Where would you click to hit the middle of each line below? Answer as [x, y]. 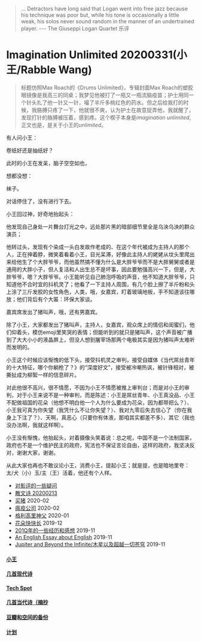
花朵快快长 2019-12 [39, 522]
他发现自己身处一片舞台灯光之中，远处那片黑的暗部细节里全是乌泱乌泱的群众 [100, 226]
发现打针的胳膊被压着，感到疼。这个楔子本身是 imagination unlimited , [106, 117]
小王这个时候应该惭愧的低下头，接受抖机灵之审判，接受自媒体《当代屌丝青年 [100, 360]
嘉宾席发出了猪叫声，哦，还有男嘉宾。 [53, 312]
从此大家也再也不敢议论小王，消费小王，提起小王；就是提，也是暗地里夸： [98, 465]
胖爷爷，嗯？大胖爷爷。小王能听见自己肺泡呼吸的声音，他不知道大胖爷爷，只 [100, 277]
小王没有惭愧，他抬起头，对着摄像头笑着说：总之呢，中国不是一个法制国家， [100, 438]
